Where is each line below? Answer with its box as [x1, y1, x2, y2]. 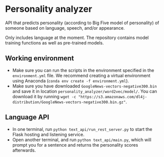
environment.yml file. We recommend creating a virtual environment [12, 73, 151, 78]
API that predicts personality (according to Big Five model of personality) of [5, 20, 160, 26]
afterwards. [12, 147, 36, 153]
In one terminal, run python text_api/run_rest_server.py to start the [12, 126, 153, 132]
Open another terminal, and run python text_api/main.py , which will [12, 137, 152, 143]
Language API [5, 113, 50, 121]
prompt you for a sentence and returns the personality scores [12, 142, 138, 148]
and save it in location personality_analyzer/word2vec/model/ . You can [12, 88, 158, 94]
